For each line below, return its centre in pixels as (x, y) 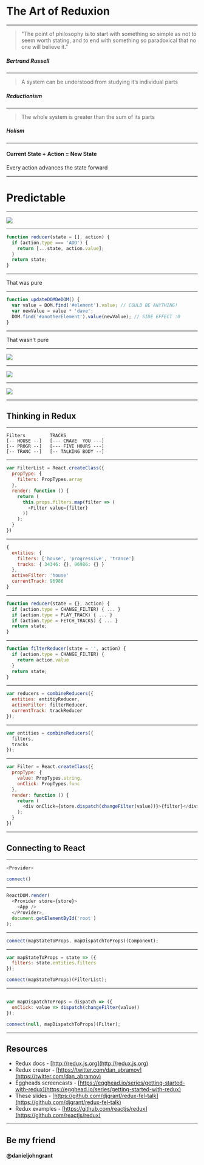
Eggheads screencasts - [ (47, 1083)
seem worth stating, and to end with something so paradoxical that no (108, 40)
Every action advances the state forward (57, 168)
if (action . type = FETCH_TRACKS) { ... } (65, 621)
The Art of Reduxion (58, 11)
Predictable (36, 198)
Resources (27, 1049)
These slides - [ (35, 1096)
